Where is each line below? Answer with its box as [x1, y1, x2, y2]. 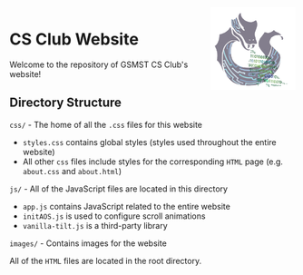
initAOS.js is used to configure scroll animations [22, 211, 206, 221]
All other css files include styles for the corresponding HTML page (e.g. [22, 156, 284, 167]
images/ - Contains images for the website [9, 238, 168, 249]
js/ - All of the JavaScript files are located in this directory [9, 183, 229, 194]
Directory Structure [9, 95, 122, 111]
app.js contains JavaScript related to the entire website [22, 201, 231, 211]
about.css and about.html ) [22, 165, 122, 176]
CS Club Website [9, 29, 139, 50]
